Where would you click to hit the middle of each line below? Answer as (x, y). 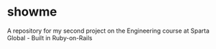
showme (32, 12)
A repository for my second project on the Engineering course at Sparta (108, 31)
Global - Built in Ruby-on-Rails (50, 37)
